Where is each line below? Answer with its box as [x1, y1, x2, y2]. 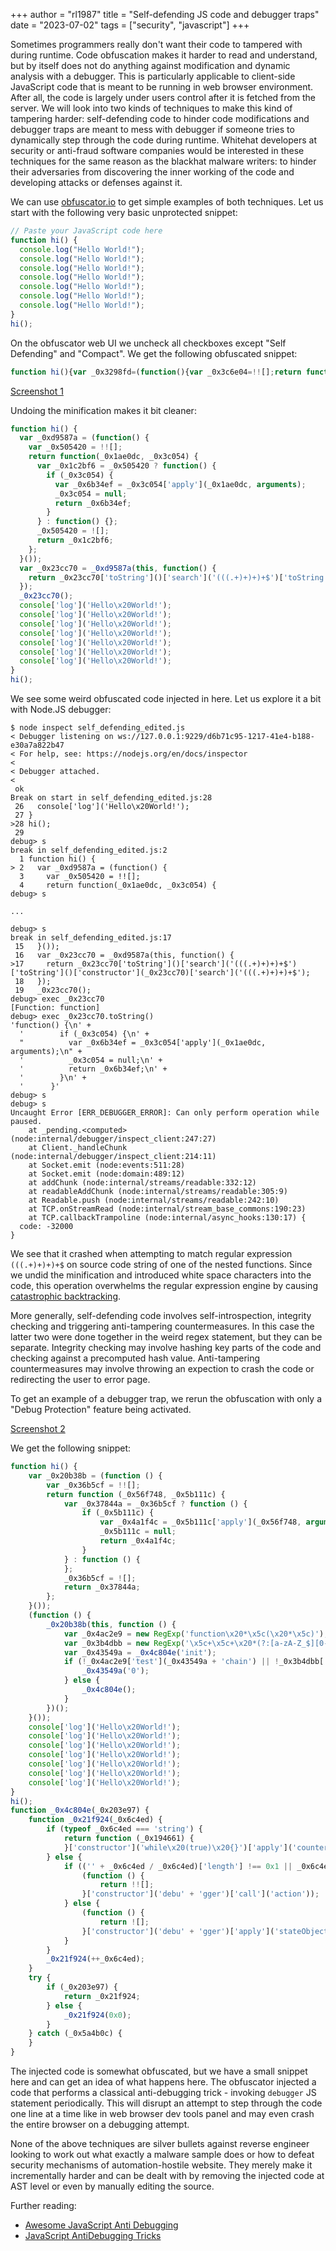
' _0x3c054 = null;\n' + [19, 1055, 163, 1065]
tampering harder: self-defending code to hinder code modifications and [10, 113, 310, 124]
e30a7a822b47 [10, 740, 65, 750]
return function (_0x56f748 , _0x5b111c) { [46, 1489, 226, 1499]
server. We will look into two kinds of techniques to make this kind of [10, 102, 293, 114]
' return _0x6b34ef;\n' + [19, 1064, 168, 1074]
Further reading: [10, 2200, 77, 2211]
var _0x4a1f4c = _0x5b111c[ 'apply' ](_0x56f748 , [99, 1517, 302, 1528]
